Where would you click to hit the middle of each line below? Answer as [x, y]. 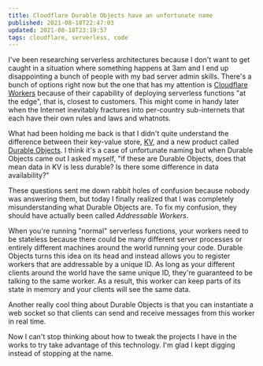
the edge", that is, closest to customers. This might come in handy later [124, 102]
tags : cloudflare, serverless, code [68, 37]
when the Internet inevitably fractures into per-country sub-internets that [127, 110]
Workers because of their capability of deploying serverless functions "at [127, 93]
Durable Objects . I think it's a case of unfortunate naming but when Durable [131, 150]
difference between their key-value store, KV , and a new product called [124, 142]
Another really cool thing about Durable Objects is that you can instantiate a [131, 305]
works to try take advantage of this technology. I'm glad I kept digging [122, 345]
